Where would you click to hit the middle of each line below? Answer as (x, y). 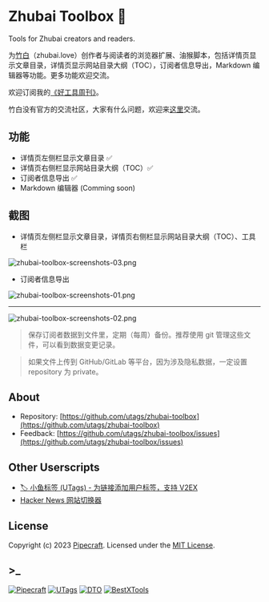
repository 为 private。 (65, 371)
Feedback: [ (40, 434)
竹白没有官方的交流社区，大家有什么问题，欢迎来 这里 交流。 (106, 109)
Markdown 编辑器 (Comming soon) (78, 188)
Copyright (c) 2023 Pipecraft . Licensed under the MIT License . (112, 545)
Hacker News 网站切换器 (61, 500)
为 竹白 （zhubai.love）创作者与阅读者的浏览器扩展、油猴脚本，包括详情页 (129, 55)
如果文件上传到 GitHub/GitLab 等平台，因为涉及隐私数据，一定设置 (138, 362)
